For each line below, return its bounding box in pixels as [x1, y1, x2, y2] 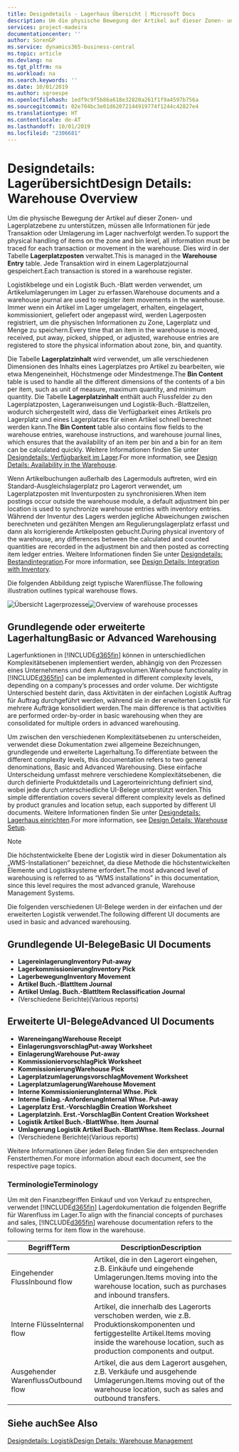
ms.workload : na [7, 70, 55, 77]
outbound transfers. [93, 1394, 161, 1404]
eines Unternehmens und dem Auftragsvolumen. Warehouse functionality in [7, 666, 228, 674]
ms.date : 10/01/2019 [7, 83, 69, 90]
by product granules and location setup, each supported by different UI [7, 801, 216, 810]
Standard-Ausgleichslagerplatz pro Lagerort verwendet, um [7, 482, 183, 491]
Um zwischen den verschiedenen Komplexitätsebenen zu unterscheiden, [7, 733, 222, 741]
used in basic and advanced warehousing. [7, 918, 132, 926]
